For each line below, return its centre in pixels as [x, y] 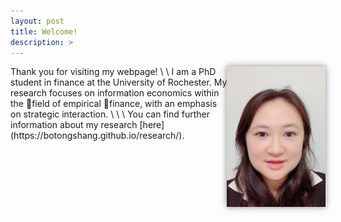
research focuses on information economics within [115, 93]
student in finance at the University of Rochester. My [119, 82]
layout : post [37, 21]
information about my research [74, 125]
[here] [152, 125]
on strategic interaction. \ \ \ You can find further [110, 114]
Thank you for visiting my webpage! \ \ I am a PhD [113, 72]
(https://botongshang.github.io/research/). [97, 136]
